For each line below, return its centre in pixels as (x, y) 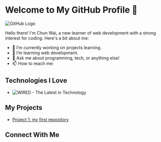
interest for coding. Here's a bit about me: (47, 38)
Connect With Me (32, 134)
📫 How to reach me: (33, 63)
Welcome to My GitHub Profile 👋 (71, 10)
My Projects (24, 108)
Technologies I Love (36, 81)
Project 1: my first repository (40, 120)
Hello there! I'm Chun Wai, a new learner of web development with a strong (80, 33)
